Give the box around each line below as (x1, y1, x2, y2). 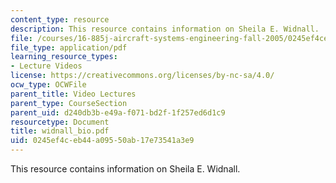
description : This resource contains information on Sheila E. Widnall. (10, 24, 320, 34)
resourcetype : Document (10, 117, 110, 127)
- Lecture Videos (10, 61, 83, 71)
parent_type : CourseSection (10, 98, 128, 108)
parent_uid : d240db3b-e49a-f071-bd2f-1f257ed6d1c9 (10, 107, 226, 118)
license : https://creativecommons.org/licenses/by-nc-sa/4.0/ (10, 71, 275, 81)
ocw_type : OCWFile (10, 80, 87, 90)
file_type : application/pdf (10, 42, 128, 53)
